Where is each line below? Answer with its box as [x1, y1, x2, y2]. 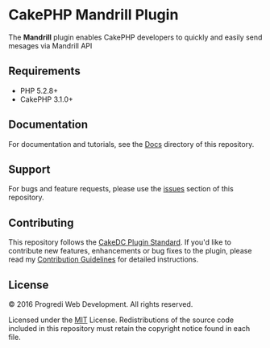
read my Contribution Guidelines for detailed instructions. [8, 254, 199, 264]
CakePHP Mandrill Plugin [8, 6, 179, 24]
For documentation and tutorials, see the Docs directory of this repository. [8, 139, 255, 149]
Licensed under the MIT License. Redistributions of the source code [8, 315, 235, 325]
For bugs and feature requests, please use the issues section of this [8, 184, 234, 194]
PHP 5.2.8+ [19, 86, 59, 95]
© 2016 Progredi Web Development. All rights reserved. [8, 300, 193, 308]
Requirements [8, 65, 81, 78]
